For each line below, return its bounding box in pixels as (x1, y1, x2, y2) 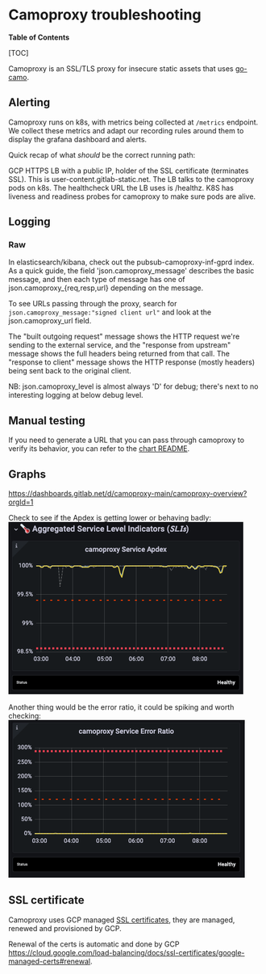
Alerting (8, 95, 51, 110)
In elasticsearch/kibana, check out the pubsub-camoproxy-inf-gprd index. (8, 257, 255, 268)
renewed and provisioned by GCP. (8, 923, 123, 933)
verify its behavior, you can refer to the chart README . (8, 444, 190, 453)
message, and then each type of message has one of (8, 275, 185, 285)
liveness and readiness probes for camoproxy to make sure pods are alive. (8, 192, 256, 201)
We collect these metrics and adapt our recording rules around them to (8, 125, 244, 135)
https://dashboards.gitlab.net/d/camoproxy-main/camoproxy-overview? (8, 489, 247, 499)
